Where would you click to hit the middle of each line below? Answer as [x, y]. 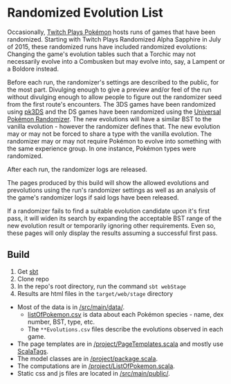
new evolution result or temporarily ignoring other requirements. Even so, [111, 225]
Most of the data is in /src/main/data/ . [71, 307]
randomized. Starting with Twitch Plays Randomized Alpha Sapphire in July [114, 39]
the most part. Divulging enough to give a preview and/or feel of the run [110, 89]
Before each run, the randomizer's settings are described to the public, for [113, 82]
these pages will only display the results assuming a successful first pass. [112, 233]
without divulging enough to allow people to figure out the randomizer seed [114, 97]
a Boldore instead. [33, 69]
